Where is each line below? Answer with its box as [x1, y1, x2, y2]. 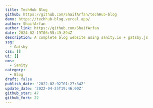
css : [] [5, 49, 21, 54]
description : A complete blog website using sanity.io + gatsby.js [5, 35, 149, 40]
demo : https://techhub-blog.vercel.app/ [5, 16, 91, 21]
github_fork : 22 [5, 95, 39, 100]
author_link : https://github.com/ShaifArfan [5, 26, 99, 31]
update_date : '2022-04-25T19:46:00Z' [5, 86, 84, 91]
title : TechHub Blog [5, 7, 48, 12]
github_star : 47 [5, 91, 39, 96]
